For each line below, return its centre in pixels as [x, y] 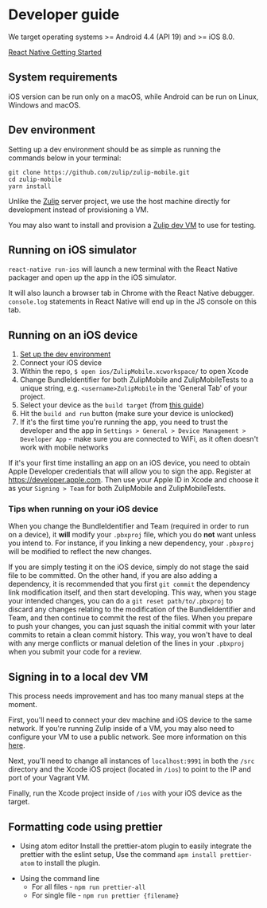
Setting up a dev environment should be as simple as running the [114, 149]
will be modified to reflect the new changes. [80, 552]
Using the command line [60, 879]
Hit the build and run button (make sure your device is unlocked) [127, 414]
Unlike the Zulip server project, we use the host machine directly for [119, 201]
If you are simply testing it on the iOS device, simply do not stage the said [128, 567]
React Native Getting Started [55, 52]
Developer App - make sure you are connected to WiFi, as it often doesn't [139, 439]
